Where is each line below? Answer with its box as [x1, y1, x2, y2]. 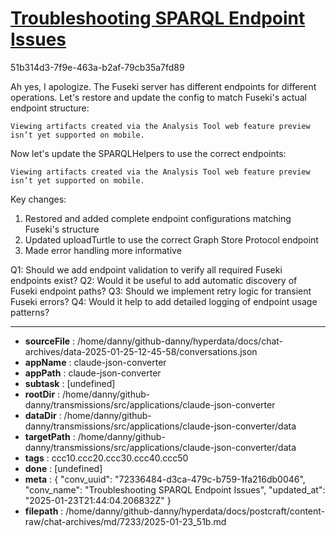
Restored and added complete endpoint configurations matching [24, 212, 292, 224]
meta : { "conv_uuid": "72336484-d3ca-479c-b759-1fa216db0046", [24, 473, 306, 485]
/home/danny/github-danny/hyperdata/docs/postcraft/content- [65, 505, 326, 517]
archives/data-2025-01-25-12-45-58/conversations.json [24, 345, 258, 357]
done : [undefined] [24, 462, 103, 474]
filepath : [24, 505, 64, 517]
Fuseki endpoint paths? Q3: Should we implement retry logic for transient [10, 285, 312, 297]
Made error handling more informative [24, 244, 182, 256]
